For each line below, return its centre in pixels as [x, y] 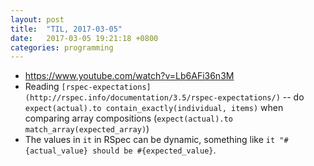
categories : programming [62, 47]
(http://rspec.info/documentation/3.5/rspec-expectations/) [152, 98]
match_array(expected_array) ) [87, 129]
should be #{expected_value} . [154, 150]
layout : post [37, 19]
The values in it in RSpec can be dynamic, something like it [150, 140]
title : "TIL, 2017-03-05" [66, 29]
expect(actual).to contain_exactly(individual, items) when [154, 108]
